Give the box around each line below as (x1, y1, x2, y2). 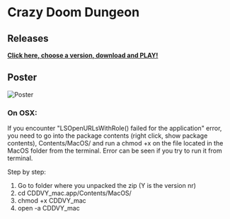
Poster (7, 71, 38, 83)
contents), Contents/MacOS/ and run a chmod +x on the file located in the (7, 139, 224, 148)
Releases (7, 32, 49, 45)
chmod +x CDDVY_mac (17, 196, 86, 205)
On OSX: (7, 107, 38, 117)
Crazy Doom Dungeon (7, 4, 140, 20)
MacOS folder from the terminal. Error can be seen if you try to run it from (7, 146, 222, 155)
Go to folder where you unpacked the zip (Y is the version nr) (17, 182, 197, 190)
